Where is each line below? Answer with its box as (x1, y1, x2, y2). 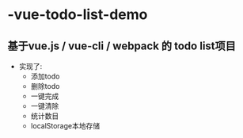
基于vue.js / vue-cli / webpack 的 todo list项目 (7, 39, 237, 52)
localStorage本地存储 (30, 121, 101, 130)
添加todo (30, 71, 60, 81)
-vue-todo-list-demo (7, 6, 148, 24)
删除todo (30, 82, 60, 90)
